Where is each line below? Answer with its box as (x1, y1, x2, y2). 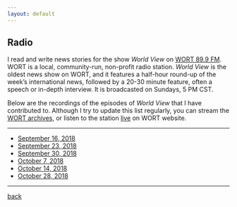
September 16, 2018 (17, 134, 75, 143)
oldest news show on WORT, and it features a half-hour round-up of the (7, 70, 217, 78)
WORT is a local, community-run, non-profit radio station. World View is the (7, 63, 227, 71)
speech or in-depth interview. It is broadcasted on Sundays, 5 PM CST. (7, 85, 214, 94)
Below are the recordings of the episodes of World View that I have (7, 99, 202, 107)
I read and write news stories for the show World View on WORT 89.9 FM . (7, 55, 222, 64)
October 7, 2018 (17, 157, 64, 165)
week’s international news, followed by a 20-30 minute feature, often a (7, 78, 213, 86)
